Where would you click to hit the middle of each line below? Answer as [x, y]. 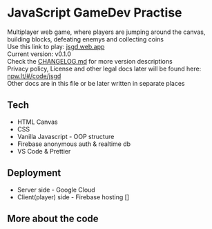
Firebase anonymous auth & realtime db [74, 144]
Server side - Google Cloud [56, 190]
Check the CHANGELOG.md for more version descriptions [90, 61]
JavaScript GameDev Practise [95, 13]
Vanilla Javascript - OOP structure [66, 136]
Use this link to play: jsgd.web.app [56, 46]
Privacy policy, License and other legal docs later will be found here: [104, 68]
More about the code [53, 218]
